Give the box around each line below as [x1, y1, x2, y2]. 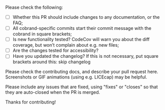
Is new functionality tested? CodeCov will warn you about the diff [12, 36, 150, 43]
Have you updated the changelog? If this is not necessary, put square [12, 53, 159, 59]
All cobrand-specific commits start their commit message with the [12, 25, 152, 31]
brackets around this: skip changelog [12, 59, 91, 65]
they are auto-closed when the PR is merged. [5, 89, 100, 95]
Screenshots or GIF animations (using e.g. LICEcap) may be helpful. [5, 74, 148, 80]
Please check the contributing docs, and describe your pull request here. [5, 68, 159, 75]
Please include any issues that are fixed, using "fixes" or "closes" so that [5, 84, 158, 90]
